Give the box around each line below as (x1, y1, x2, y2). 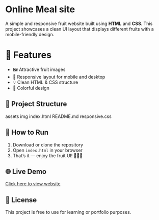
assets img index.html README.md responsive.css (5, 113, 112, 119)
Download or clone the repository (12, 141, 83, 148)
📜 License (5, 195, 37, 204)
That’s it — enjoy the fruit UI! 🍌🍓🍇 (12, 152, 83, 159)
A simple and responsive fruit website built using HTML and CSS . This (5, 20, 153, 27)
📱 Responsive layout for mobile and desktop (12, 74, 105, 80)
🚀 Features (5, 50, 52, 61)
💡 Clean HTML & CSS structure (12, 79, 78, 85)
